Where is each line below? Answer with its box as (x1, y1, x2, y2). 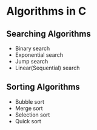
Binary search (15, 45, 50, 52)
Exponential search (15, 51, 64, 59)
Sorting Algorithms (6, 82, 80, 92)
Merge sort (15, 104, 44, 112)
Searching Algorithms (6, 29, 91, 39)
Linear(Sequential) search (15, 64, 80, 71)
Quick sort (15, 117, 41, 125)
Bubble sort (15, 98, 44, 105)
